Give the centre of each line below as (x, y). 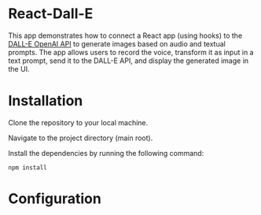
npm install (28, 167)
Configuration (55, 199)
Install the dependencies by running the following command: (106, 153)
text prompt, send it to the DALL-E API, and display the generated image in (129, 61)
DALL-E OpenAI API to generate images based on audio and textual (117, 43)
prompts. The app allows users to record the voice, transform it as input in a (131, 52)
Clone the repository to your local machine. (78, 122)
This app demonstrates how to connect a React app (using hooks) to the (125, 35)
